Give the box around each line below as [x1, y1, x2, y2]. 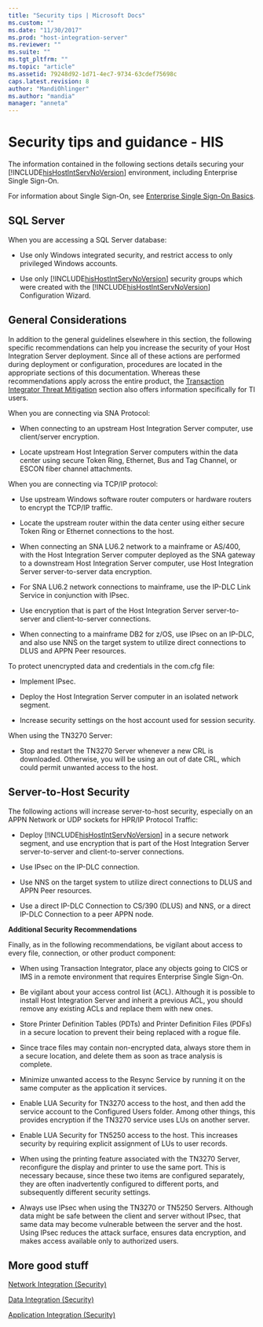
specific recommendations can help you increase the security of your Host [8, 343, 250, 352]
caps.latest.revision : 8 [8, 77, 89, 85]
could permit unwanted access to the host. [19, 762, 159, 772]
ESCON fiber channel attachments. [19, 464, 133, 473]
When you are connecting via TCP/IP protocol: [8, 479, 159, 488]
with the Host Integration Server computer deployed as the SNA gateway [19, 550, 256, 559]
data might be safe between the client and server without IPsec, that [19, 1210, 241, 1221]
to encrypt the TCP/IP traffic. [19, 502, 113, 512]
